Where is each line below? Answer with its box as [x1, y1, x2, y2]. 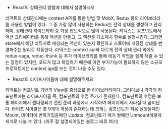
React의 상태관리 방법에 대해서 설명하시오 [12, 5, 95, 10]
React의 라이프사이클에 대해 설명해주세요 [12, 76, 94, 82]
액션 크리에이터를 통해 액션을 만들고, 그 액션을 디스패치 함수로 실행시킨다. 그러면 [5, 34, 163, 40]
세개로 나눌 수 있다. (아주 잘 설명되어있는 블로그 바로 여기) [5, 118, 119, 124]
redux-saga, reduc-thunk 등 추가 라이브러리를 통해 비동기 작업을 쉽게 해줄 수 [5, 53, 158, 59]
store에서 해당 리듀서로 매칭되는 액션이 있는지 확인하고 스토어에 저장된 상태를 [5, 40, 157, 46]
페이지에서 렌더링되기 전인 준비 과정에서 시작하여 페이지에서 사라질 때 [10, 100, 147, 105]
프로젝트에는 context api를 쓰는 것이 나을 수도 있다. [5, 66, 106, 72]
